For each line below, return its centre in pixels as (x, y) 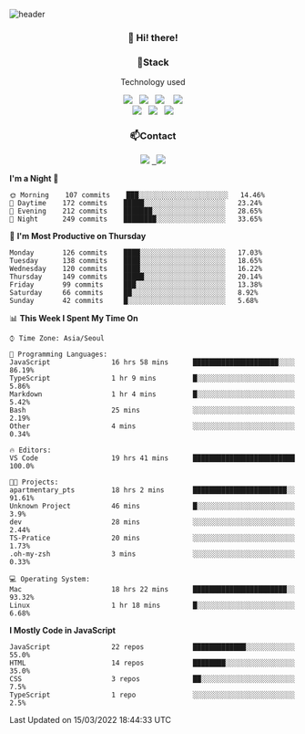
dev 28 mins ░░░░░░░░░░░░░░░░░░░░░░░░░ (152, 522)
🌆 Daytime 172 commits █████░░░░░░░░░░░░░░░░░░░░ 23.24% (136, 203)
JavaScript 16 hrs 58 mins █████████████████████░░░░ (152, 362)
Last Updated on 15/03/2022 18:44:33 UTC (90, 719)
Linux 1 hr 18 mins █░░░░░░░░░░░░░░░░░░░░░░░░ (152, 605)
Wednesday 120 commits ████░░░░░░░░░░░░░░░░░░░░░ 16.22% (136, 268)
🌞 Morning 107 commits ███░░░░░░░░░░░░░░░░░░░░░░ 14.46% (137, 195)
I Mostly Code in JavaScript (63, 630)
